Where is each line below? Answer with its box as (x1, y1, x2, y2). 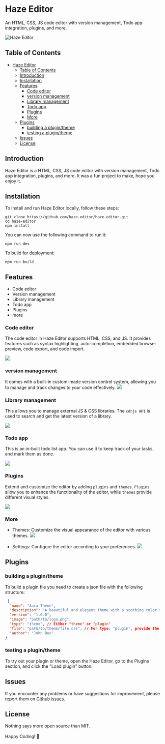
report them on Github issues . (5, 696, 65, 702)
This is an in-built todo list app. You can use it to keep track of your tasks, (5, 446, 154, 452)
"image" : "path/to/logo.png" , (9, 617, 71, 622)
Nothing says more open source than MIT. (5, 723, 90, 729)
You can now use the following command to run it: (5, 232, 107, 238)
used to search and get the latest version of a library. (5, 413, 112, 419)
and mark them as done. (5, 451, 55, 457)
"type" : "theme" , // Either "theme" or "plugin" (9, 622, 111, 626)
